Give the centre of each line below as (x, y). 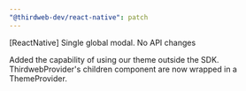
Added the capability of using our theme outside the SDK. (114, 59)
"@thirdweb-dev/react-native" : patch (79, 17)
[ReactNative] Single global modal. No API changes (103, 42)
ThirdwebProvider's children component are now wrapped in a (123, 69)
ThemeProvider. (38, 78)
